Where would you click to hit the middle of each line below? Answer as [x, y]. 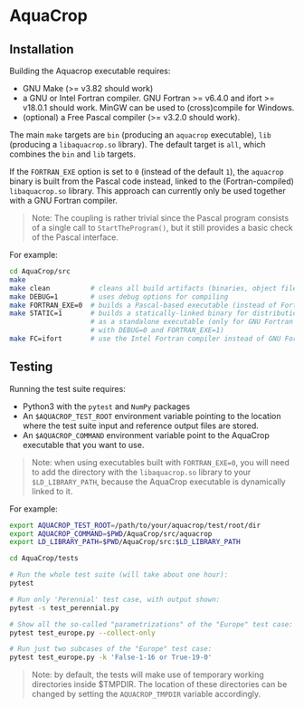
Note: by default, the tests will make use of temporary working [147, 675]
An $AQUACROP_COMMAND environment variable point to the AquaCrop [146, 435]
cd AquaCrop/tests [44, 559]
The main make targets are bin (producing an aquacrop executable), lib [140, 135]
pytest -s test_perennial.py [64, 608]
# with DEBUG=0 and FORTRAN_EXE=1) [157, 330]
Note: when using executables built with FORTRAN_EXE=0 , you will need [160, 462]
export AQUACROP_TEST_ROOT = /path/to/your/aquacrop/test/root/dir [135, 525]
